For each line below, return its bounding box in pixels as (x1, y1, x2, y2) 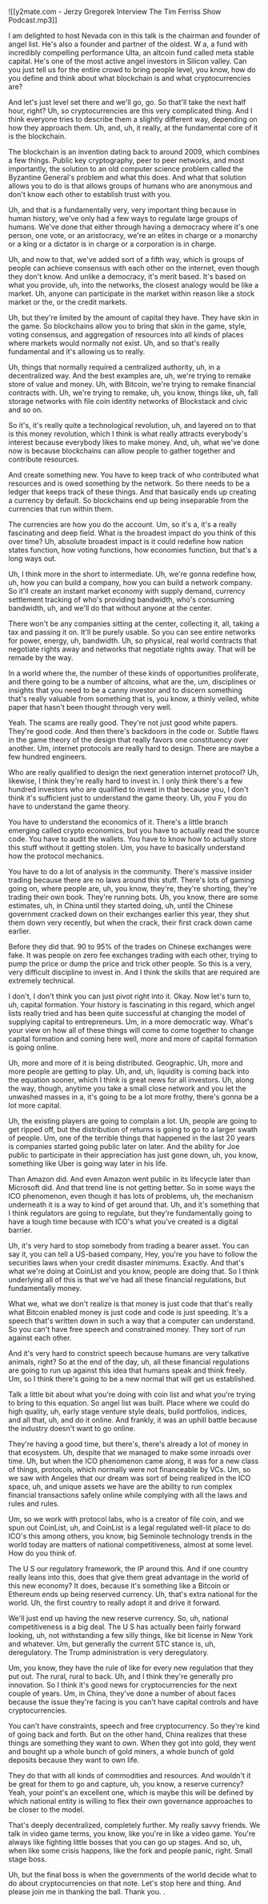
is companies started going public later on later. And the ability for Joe (8, 1142, 240, 1151)
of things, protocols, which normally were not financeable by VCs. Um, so (8, 1465, 251, 1474)
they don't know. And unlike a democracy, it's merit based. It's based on (8, 272, 246, 281)
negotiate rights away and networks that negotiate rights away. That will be (8, 644, 256, 654)
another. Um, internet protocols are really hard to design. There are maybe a (8, 744, 259, 752)
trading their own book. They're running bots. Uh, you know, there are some (8, 893, 258, 902)
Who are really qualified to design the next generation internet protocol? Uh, (8, 768, 259, 777)
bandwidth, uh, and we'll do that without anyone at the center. (8, 603, 213, 612)
